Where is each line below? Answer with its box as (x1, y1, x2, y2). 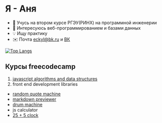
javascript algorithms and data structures (12, 76, 98, 82)
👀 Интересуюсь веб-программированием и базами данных (12, 25, 141, 31)
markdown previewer (12, 96, 57, 102)
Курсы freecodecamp (5, 62, 76, 71)
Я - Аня (5, 3, 37, 15)
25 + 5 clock (12, 112, 39, 118)
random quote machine (12, 91, 61, 97)
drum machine (12, 101, 43, 107)
